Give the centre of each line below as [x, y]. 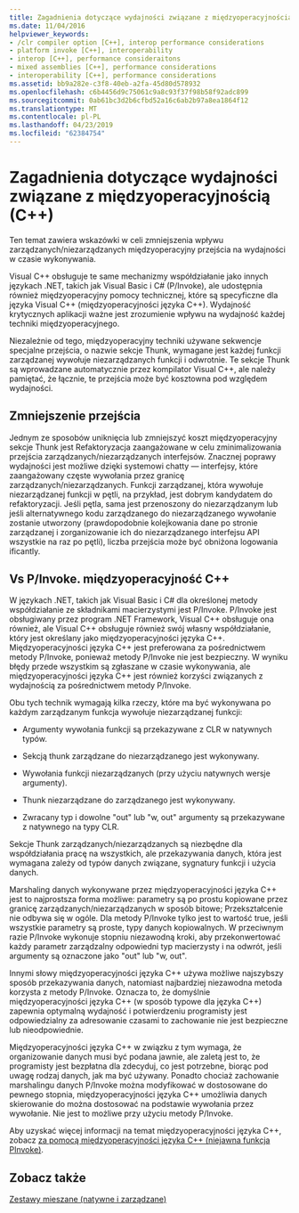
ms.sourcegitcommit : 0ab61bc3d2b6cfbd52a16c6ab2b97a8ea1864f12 [129, 100]
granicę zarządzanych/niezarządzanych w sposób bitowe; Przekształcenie [146, 908]
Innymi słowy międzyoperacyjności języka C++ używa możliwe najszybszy [146, 973]
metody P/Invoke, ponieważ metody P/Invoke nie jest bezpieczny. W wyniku [149, 657]
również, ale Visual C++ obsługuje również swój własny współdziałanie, [140, 629]
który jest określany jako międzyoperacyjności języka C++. [117, 639]
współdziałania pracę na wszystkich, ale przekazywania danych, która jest [145, 854]
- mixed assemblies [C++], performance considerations [113, 68]
